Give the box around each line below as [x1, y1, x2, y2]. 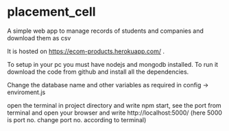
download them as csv [7, 33, 71, 42]
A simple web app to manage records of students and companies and [7, 27, 204, 35]
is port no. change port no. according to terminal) [7, 115, 147, 123]
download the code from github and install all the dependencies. [7, 68, 189, 76]
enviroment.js [7, 88, 46, 96]
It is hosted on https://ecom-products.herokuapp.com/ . [7, 47, 165, 55]
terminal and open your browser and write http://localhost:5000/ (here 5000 [7, 108, 223, 117]
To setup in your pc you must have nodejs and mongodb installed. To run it [7, 60, 218, 68]
